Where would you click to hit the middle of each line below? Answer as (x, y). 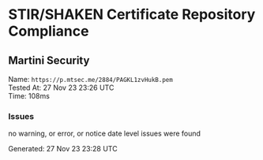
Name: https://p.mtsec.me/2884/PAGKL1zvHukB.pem (91, 79)
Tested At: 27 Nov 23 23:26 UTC (61, 87)
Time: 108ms (29, 96)
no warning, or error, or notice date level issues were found (105, 134)
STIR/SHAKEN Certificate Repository (132, 15)
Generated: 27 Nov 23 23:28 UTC (63, 149)
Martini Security (49, 60)
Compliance (49, 31)
